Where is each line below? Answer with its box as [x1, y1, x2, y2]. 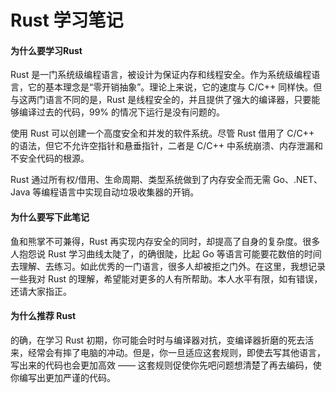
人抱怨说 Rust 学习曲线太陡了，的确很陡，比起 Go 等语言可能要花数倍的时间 [10, 247, 322, 260]
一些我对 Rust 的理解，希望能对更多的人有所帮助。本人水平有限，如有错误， [10, 272, 323, 285]
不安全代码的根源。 [10, 152, 90, 165]
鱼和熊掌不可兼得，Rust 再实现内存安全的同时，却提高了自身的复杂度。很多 [10, 235, 321, 247]
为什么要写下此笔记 [10, 211, 90, 223]
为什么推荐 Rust [10, 310, 77, 322]
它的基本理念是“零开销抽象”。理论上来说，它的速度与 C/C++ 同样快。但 [27, 81, 323, 93]
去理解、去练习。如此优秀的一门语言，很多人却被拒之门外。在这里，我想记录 [10, 260, 326, 272]
